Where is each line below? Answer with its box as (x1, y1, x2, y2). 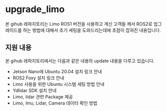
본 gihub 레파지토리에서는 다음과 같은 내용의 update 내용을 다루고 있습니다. (5, 58, 155, 64)
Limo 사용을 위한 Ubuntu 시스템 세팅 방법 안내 (12, 81, 105, 87)
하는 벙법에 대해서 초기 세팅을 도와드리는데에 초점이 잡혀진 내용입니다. (22, 27, 161, 33)
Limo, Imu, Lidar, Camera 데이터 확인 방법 (12, 100, 97, 106)
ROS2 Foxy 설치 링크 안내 (12, 75, 64, 81)
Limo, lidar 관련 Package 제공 (12, 93, 73, 99)
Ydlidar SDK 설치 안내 (12, 87, 57, 93)
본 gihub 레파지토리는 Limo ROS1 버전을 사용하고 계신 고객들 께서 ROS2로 (5, 21, 153, 27)
